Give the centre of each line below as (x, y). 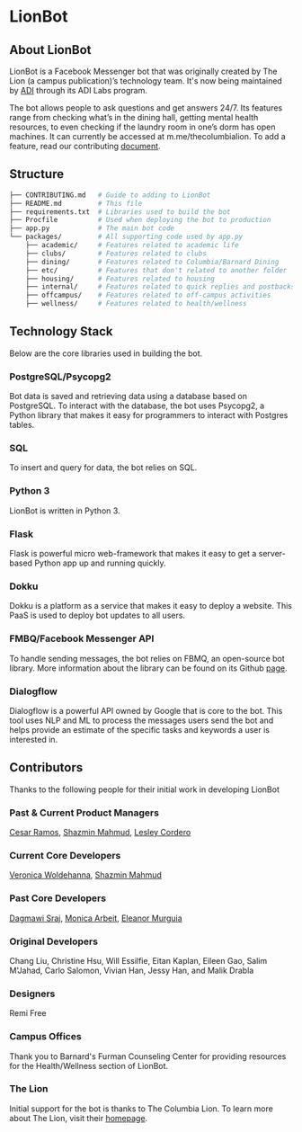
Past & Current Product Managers (84, 813)
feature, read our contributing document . (85, 146)
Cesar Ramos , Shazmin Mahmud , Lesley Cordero (100, 833)
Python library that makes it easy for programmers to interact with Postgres (149, 415)
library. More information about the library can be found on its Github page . (148, 668)
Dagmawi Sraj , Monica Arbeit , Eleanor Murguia (96, 918)
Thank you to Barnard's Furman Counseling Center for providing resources (148, 1056)
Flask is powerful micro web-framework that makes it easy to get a (133, 554)
